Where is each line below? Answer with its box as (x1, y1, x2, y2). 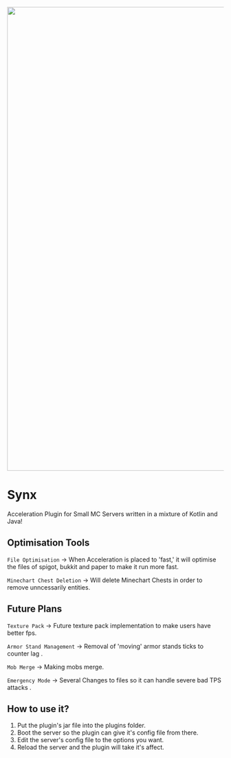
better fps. (7, 629, 37, 637)
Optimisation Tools (7, 537, 90, 549)
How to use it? (7, 703, 69, 715)
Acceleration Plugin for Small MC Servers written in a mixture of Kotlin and (7, 509, 218, 518)
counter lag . (7, 649, 43, 658)
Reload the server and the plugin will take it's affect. (16, 743, 165, 752)
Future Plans (7, 603, 63, 615)
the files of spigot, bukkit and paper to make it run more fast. (7, 562, 179, 570)
